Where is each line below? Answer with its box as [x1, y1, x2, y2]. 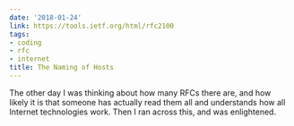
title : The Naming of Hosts [9, 63, 115, 72]
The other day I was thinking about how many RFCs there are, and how [9, 87, 272, 98]
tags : [9, 29, 30, 38]
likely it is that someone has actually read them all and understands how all [9, 97, 286, 107]
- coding [9, 38, 42, 47]
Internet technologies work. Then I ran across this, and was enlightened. [9, 106, 276, 117]
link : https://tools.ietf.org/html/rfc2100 [9, 21, 175, 30]
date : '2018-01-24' [9, 13, 82, 22]
